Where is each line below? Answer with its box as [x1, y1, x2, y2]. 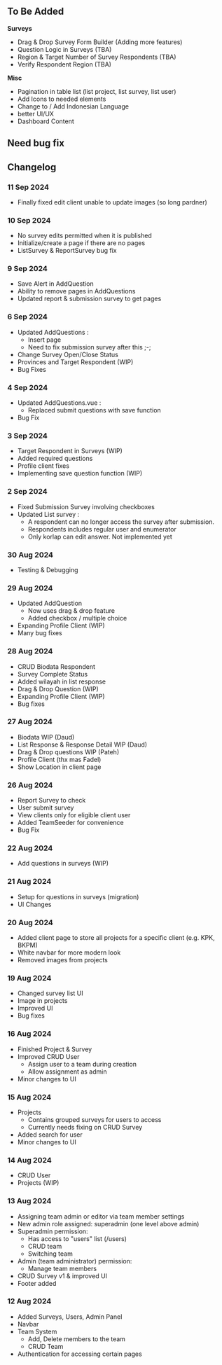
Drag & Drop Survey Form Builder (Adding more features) [17, 38, 183, 46]
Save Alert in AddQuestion [17, 279, 94, 288]
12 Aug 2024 [7, 1296, 52, 1306]
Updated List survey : [17, 510, 80, 518]
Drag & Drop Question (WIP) [17, 684, 99, 693]
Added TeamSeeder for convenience [17, 819, 124, 827]
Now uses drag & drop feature [27, 607, 116, 615]
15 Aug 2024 [7, 1092, 52, 1102]
